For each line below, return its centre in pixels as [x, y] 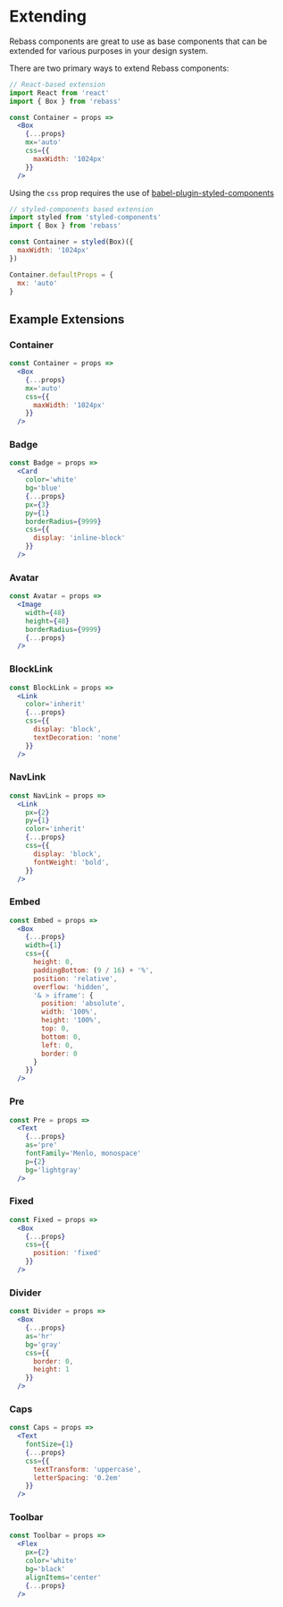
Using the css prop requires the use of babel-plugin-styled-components [142, 192]
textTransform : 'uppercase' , [87, 1469]
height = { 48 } [47, 621]
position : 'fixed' [67, 1253]
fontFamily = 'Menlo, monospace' [83, 1154]
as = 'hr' [39, 1336]
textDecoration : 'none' [77, 737]
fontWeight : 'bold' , [71, 862]
